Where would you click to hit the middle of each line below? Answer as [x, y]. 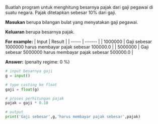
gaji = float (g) [22, 89]
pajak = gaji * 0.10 [27, 103]
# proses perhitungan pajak [35, 98]
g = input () [18, 75]
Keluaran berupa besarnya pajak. [40, 32]
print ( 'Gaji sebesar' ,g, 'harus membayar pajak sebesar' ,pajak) [73, 117]
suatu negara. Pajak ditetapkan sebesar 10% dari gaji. [61, 12]
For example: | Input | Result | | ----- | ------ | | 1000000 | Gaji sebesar [79, 41]
